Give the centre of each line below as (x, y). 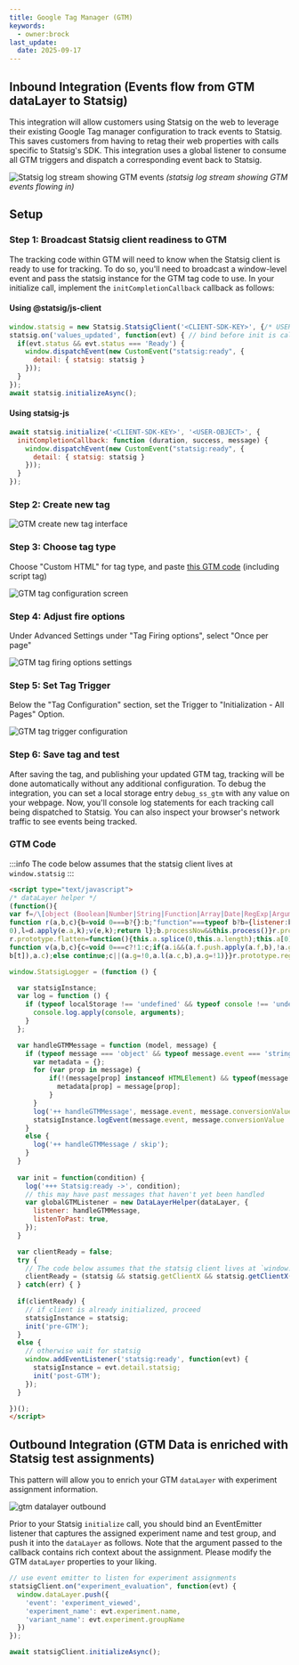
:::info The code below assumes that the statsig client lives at (121, 864)
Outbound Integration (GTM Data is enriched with (149, 1445)
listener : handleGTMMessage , (87, 1211)
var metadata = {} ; (69, 1062)
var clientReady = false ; (65, 1252)
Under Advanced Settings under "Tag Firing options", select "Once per (139, 635)
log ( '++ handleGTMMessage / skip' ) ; (101, 1145)
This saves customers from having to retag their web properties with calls (144, 141)
